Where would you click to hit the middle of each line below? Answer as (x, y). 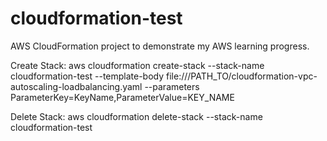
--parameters (172, 86)
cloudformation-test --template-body (87, 76)
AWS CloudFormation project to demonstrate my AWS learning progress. (160, 46)
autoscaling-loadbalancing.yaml (76, 86)
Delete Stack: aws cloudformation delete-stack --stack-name (136, 116)
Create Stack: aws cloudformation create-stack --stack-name (137, 65)
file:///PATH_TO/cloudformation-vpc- (242, 76)
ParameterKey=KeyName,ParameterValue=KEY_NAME (122, 97)
